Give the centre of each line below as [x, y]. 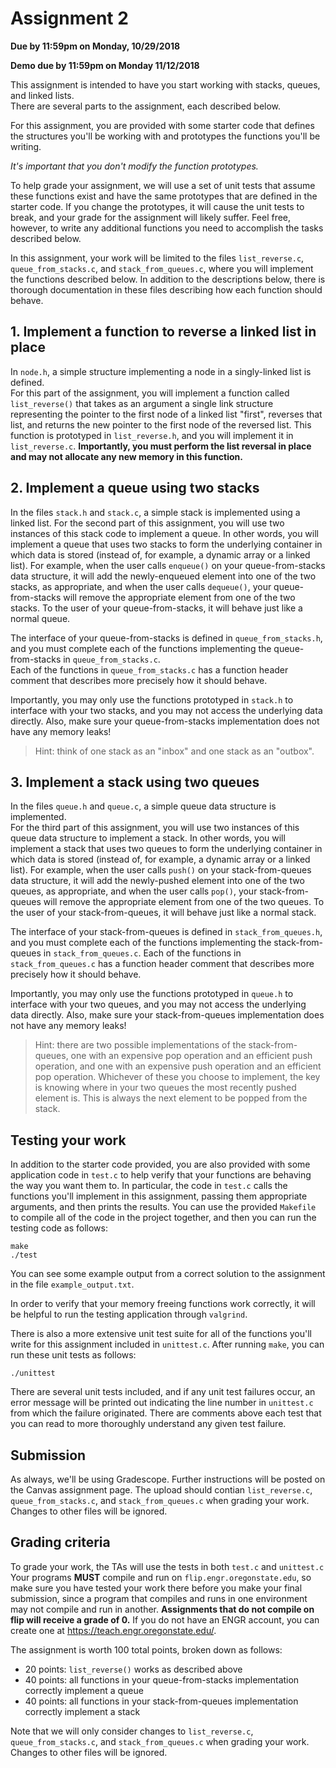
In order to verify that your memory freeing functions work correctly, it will [163, 1304]
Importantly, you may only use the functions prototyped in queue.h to [152, 994]
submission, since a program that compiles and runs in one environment [159, 1598]
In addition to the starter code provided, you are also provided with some [160, 1164]
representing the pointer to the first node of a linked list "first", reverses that [166, 414]
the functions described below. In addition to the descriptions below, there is [168, 279]
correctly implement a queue [84, 1690]
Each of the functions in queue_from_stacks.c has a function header [149, 669]
